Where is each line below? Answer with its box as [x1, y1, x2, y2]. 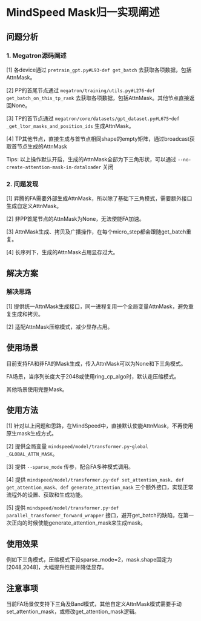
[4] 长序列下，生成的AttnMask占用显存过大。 [6, 249, 119, 256]
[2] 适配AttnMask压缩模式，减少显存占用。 [6, 323, 113, 331]
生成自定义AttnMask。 [6, 203, 62, 210]
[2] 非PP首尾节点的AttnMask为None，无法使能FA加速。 [6, 215, 145, 223]
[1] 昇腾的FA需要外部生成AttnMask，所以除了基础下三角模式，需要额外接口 [6, 195, 193, 202]
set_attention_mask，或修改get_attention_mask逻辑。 [6, 608, 140, 616]
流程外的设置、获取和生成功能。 [6, 491, 86, 498]
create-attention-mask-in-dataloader [6, 164, 102, 170]
